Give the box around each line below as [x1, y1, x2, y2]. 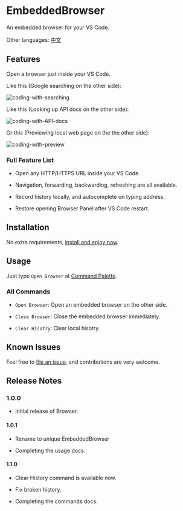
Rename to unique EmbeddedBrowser [14, 435, 110, 443]
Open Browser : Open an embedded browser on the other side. [14, 301, 168, 308]
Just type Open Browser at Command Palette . [6, 272, 118, 279]
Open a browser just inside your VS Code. [6, 70, 111, 78]
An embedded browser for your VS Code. [6, 24, 110, 31]
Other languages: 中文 [6, 36, 62, 43]
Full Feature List [6, 156, 54, 164]
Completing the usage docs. [14, 447, 86, 454]
